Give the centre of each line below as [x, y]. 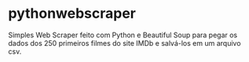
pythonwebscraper [72, 14]
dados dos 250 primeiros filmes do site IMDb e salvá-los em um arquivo [124, 43]
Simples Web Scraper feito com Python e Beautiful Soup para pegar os [123, 35]
